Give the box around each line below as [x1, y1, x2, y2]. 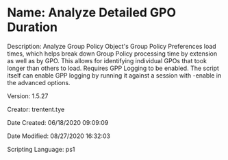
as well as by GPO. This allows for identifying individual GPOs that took [7, 56, 207, 65]
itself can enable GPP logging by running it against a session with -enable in [7, 71, 222, 80]
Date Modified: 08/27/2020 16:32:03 [7, 132, 111, 140]
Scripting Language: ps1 [7, 145, 75, 153]
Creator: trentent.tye [7, 105, 65, 113]
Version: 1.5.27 [7, 91, 49, 100]
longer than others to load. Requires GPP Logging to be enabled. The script [7, 64, 219, 72]
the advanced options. [7, 78, 71, 87]
